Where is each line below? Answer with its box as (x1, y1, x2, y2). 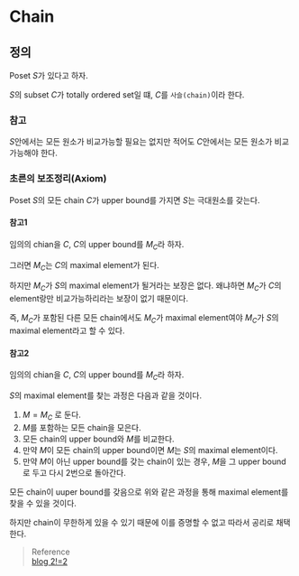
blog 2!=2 (31, 555, 68, 566)
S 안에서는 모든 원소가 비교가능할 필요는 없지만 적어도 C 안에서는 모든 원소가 (9, 136, 273, 147)
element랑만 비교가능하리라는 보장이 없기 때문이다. (9, 293, 189, 304)
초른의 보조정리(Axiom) (9, 172, 107, 185)
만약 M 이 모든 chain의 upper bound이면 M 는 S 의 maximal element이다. (22, 444, 278, 455)
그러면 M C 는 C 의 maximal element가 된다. (9, 259, 159, 273)
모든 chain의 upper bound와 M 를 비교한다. (22, 433, 175, 444)
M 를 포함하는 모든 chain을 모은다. (22, 422, 141, 432)
